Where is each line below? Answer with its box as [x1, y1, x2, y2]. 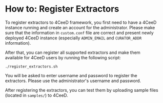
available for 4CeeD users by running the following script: [5, 54, 121, 60]
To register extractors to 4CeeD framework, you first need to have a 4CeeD [5, 19, 157, 25]
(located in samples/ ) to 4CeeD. [5, 92, 68, 98]
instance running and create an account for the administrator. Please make [5, 24, 155, 30]
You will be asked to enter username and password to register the [5, 72, 138, 78]
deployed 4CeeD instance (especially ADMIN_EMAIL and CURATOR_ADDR [5, 35, 142, 41]
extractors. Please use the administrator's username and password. [5, 78, 142, 84]
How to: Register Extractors [5, 3, 120, 15]
